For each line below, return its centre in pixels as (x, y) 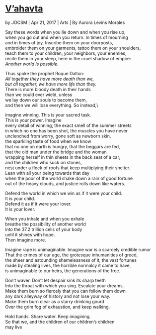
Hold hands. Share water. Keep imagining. (48, 316)
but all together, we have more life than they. (51, 84)
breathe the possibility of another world (45, 224)
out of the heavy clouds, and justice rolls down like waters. (65, 183)
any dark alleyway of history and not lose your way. (58, 296)
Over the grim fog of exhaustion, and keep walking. (58, 307)
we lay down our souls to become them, (46, 100)
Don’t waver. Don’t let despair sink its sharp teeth (55, 280)
